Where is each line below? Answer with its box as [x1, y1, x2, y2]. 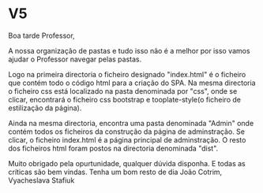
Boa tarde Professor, [8, 31, 75, 40]
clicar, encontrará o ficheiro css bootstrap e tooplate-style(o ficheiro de [8, 95, 241, 104]
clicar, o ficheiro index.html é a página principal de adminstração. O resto [8, 135, 246, 144]
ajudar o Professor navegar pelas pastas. [8, 54, 142, 64]
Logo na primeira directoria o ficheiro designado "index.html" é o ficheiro [8, 69, 246, 79]
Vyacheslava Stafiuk [8, 175, 75, 185]
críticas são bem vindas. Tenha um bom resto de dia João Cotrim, [8, 167, 223, 176]
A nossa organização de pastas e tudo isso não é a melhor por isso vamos [8, 46, 250, 55]
